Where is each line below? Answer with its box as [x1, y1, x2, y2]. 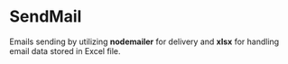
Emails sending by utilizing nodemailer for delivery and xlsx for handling [9, 36, 280, 47]
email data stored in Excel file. [9, 45, 121, 56]
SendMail [9, 6, 82, 27]
